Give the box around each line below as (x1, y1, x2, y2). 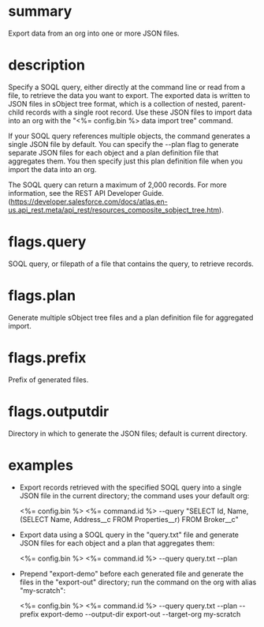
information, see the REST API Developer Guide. (8, 188, 164, 197)
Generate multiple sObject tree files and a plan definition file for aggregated (8, 313, 254, 322)
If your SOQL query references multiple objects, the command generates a (8, 131, 251, 141)
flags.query (8, 233, 87, 251)
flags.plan (8, 287, 76, 304)
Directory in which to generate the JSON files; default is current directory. (8, 429, 248, 438)
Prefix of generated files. (8, 374, 89, 385)
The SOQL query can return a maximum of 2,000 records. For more (8, 180, 227, 190)
